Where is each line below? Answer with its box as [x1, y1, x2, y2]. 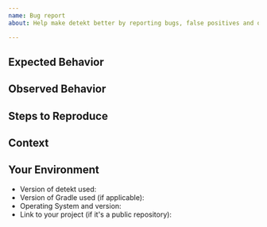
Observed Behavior [8, 83, 106, 96]
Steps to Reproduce [8, 109, 109, 123]
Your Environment [8, 164, 99, 177]
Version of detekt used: [19, 184, 97, 194]
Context [8, 137, 49, 150]
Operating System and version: [19, 201, 122, 210]
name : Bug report [8, 11, 66, 20]
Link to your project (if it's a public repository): [19, 210, 172, 219]
